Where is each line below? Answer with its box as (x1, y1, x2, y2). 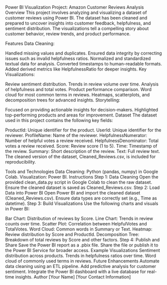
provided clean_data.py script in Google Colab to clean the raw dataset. (5, 179, 153, 185)
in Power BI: (5, 206, 30, 211)
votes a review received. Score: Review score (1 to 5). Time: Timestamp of (5, 143, 158, 149)
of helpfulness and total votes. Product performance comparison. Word (5, 86, 152, 92)
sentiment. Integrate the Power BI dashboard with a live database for (5, 268, 146, 274)
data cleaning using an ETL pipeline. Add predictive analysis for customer (5, 263, 157, 269)
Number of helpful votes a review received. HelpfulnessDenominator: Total (5, 137, 159, 143)
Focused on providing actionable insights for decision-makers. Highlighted (5, 107, 159, 112)
